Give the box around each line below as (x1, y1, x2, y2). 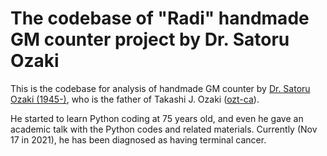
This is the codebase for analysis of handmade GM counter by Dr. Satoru (10, 82, 311, 94)
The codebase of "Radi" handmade (10, 7, 310, 30)
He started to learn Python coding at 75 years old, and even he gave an (10, 112, 304, 124)
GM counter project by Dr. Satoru (10, 28, 290, 51)
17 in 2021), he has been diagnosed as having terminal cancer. (10, 133, 267, 146)
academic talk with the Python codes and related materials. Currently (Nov (10, 123, 318, 135)
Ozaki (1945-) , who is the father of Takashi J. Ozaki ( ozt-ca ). (10, 93, 260, 105)
